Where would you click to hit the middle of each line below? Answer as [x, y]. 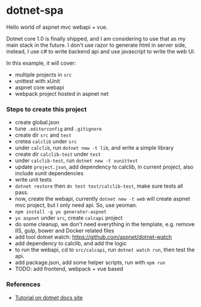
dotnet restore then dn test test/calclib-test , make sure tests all [99, 186]
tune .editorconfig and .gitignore [58, 129]
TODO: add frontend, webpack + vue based [69, 269]
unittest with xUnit [37, 81]
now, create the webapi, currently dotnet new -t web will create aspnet [103, 199]
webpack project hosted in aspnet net [62, 94]
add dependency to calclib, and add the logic [71, 243]
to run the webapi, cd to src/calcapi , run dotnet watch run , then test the [105, 250]
